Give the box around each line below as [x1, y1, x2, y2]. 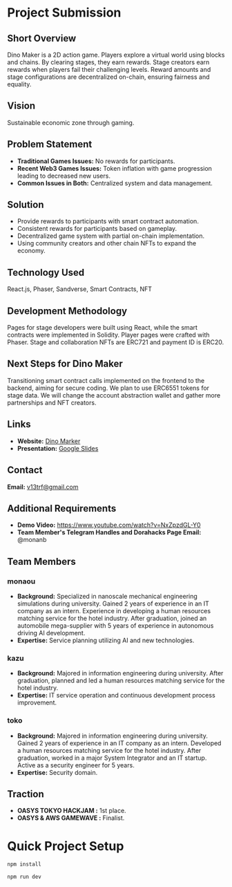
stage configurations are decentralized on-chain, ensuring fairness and [7, 73, 210, 81]
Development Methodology [7, 305, 128, 317]
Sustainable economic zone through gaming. [7, 118, 135, 127]
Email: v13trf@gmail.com [7, 483, 79, 491]
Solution [7, 199, 44, 211]
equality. [7, 80, 32, 88]
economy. [17, 247, 46, 255]
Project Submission [7, 5, 122, 21]
